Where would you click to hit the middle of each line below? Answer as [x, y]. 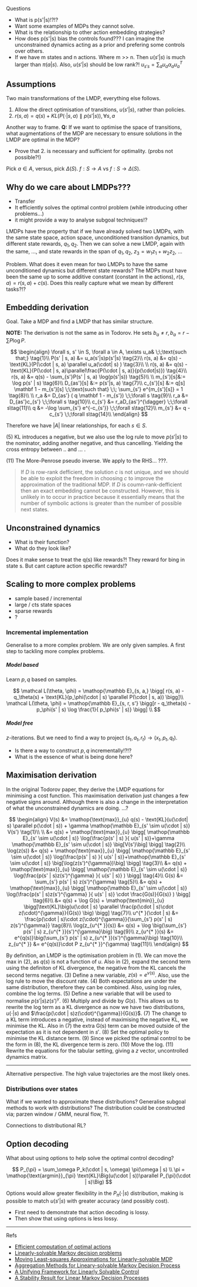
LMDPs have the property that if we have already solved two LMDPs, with [95, 232]
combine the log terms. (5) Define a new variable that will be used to [89, 994]
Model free [20, 723]
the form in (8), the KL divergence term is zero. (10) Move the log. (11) [90, 1045]
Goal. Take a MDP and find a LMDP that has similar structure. [80, 321]
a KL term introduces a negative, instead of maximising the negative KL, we [97, 1020]
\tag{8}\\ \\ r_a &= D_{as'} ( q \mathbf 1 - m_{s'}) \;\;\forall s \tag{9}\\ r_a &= [98, 396]
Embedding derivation [47, 308]
